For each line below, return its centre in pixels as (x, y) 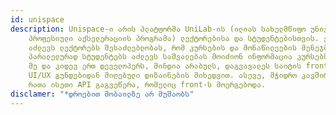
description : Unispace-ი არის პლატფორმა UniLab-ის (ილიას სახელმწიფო (158, 29)
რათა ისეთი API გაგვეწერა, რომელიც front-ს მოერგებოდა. (147, 85)
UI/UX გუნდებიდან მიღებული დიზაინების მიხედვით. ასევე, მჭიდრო (163, 76)
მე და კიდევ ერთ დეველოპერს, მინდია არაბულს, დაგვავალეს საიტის (165, 66)
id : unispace (37, 19)
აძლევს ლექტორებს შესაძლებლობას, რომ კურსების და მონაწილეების (163, 47)
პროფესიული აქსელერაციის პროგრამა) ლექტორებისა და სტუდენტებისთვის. (174, 38)
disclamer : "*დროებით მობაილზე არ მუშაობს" (102, 94)
